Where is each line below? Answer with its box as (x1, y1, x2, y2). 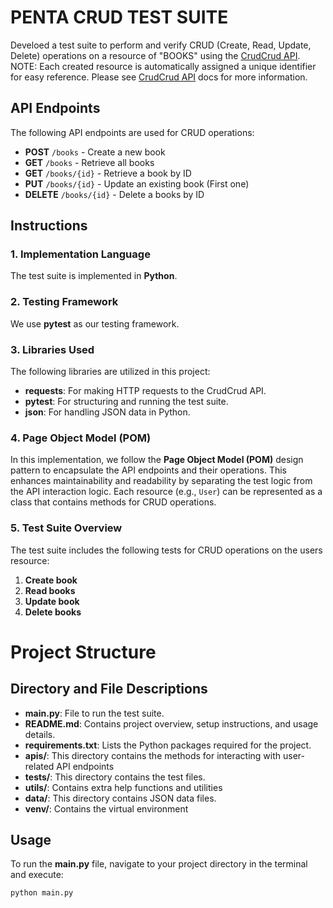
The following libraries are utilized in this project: (10, 366, 211, 378)
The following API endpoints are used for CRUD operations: (10, 126, 255, 138)
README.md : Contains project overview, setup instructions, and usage (24, 717, 319, 730)
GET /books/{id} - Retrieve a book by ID (24, 167, 192, 179)
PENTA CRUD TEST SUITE (10, 6, 229, 29)
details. (24, 728, 56, 740)
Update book (24, 595, 80, 607)
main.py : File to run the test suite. (24, 707, 165, 719)
